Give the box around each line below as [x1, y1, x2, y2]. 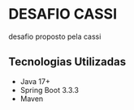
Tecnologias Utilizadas [8, 55, 127, 69]
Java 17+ [19, 76, 50, 86]
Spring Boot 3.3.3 [19, 85, 80, 95]
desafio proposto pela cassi [8, 32, 102, 41]
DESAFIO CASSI [8, 5, 118, 23]
